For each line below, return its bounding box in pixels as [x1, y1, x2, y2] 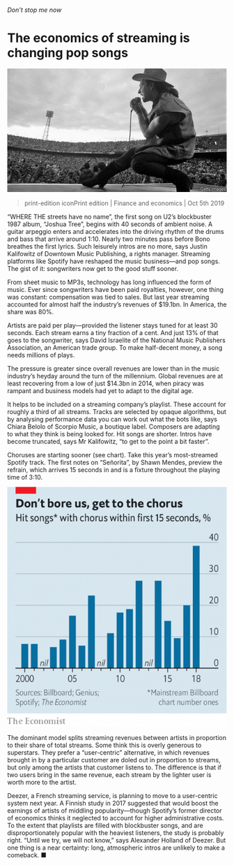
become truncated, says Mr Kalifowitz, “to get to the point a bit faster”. [7, 437, 210, 446]
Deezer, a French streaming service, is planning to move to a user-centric [7, 791, 218, 799]
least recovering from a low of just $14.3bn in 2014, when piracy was [7, 379, 204, 387]
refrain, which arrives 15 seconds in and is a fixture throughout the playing [7, 466, 221, 474]
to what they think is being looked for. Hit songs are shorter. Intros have [7, 430, 212, 438]
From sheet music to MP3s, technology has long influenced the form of [7, 278, 212, 286]
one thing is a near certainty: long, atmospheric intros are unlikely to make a [7, 843, 225, 852]
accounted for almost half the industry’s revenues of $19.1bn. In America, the [7, 300, 227, 309]
